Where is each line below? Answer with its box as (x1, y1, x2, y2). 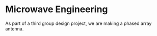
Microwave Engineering (5, 4, 108, 15)
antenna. (5, 25, 24, 31)
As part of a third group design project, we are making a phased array (5, 20, 152, 26)
